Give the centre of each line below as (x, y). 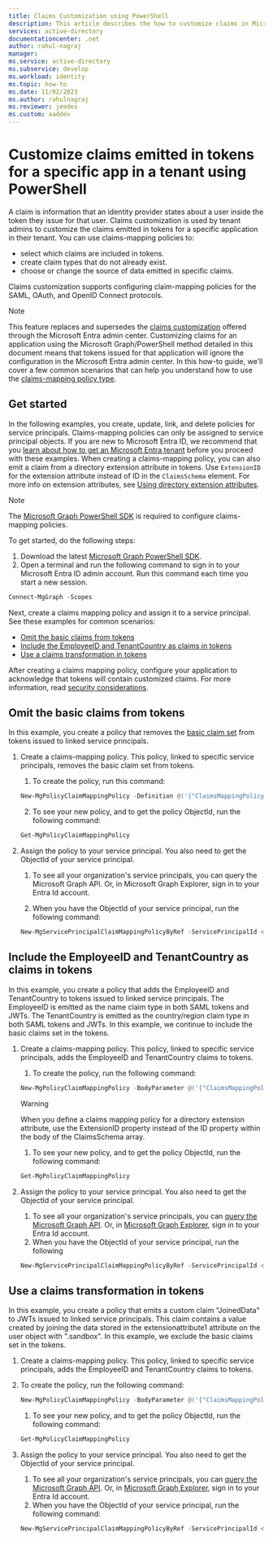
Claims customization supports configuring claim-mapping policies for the (132, 287)
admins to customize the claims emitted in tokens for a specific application (133, 229)
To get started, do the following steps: (72, 540)
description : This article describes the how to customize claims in (129, 24)
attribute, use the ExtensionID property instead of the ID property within (140, 1127)
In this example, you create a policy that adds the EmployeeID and (119, 989)
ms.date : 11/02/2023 (43, 92)
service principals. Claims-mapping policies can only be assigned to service (136, 432)
